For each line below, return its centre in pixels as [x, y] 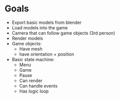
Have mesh [31, 49]
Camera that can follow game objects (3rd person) [63, 33]
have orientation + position [47, 54]
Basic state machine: [33, 59]
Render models [27, 38]
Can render [31, 81]
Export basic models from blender [47, 22]
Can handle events [38, 86]
